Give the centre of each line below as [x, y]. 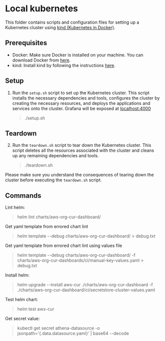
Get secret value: [22, 319]
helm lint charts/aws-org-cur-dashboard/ [59, 217]
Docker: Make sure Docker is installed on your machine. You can [78, 55]
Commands [23, 195]
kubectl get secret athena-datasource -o [58, 328]
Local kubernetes [42, 9]
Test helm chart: [22, 300]
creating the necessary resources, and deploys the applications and [81, 103]
